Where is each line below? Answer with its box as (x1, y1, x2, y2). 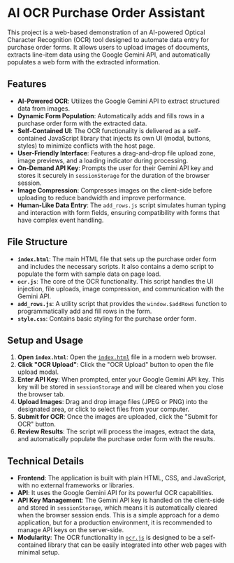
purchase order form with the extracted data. (17, 119, 147, 127)
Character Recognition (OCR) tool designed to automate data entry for (7, 35, 210, 43)
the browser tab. (17, 390, 65, 398)
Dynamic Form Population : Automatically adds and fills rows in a (17, 111, 205, 120)
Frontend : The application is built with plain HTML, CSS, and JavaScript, (17, 474, 226, 482)
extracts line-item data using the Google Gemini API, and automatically (7, 50, 211, 59)
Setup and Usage (7, 334, 84, 346)
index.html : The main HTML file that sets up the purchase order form (17, 254, 217, 263)
